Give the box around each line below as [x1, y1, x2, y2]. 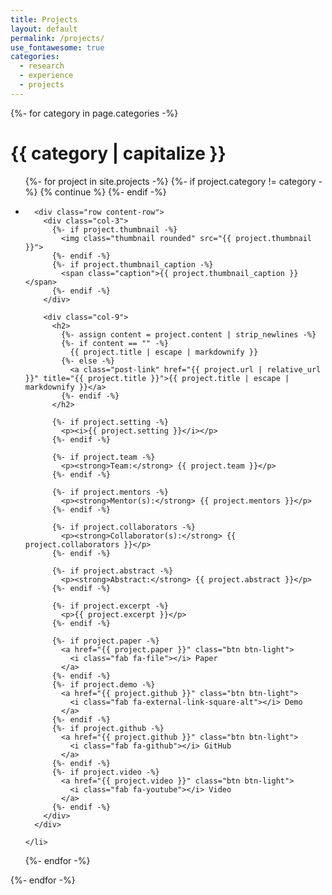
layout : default [10, 24, 78, 34]
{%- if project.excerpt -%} [51, 601, 169, 611]
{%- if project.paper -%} [51, 636, 160, 646]
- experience [19, 71, 74, 81]
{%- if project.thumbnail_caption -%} [51, 259, 214, 270]
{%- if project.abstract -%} [51, 566, 174, 576]
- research [19, 61, 65, 71]
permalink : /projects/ [10, 33, 105, 43]
